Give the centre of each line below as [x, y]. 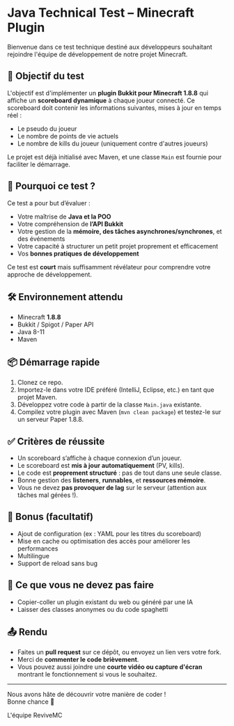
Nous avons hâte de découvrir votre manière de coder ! [87, 695]
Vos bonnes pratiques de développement [78, 253]
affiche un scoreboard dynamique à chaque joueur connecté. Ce [101, 100]
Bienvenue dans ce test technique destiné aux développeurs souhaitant [110, 47]
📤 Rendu [27, 632]
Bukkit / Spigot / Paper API [55, 324]
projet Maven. [37, 397]
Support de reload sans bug [57, 563]
